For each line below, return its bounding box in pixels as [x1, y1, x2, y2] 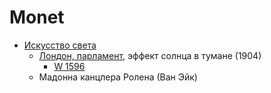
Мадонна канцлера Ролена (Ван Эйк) [38, 71, 198, 83]
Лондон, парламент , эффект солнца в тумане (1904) [38, 49, 262, 61]
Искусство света [23, 39, 97, 51]
